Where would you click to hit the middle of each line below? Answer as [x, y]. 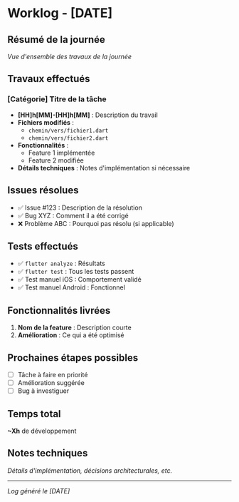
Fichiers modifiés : [46, 122]
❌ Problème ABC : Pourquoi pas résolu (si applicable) [96, 223]
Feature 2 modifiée [56, 160]
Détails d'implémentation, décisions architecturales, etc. [90, 470]
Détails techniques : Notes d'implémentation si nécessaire [104, 168]
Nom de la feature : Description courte [74, 328]
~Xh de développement [42, 431]
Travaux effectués [49, 79]
